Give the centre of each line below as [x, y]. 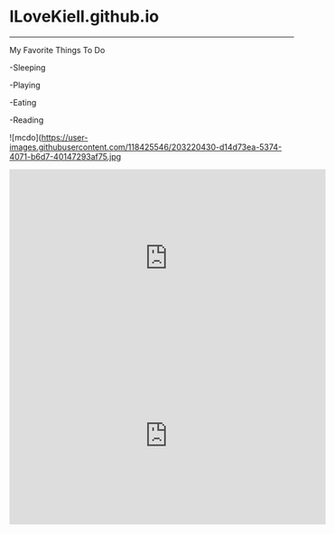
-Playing [25, 85]
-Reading [27, 120]
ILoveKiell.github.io [84, 17]
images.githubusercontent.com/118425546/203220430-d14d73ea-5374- [146, 147]
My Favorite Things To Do [57, 50]
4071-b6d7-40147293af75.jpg [65, 156]
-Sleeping [28, 67]
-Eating [23, 102]
